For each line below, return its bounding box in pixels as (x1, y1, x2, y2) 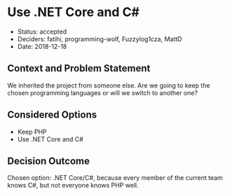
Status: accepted (17, 27, 67, 36)
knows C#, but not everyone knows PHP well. (7, 181, 139, 190)
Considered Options (7, 109, 97, 121)
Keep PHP (17, 127, 47, 136)
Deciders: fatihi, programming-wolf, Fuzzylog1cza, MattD (17, 34, 182, 43)
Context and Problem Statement (7, 62, 151, 74)
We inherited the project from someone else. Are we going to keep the (7, 81, 210, 90)
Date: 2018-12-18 (17, 42, 67, 50)
